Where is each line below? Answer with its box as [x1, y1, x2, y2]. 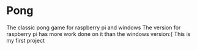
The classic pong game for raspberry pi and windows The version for [6, 24, 181, 31]
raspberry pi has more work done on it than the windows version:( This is [6, 30, 191, 37]
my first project [6, 37, 45, 44]
